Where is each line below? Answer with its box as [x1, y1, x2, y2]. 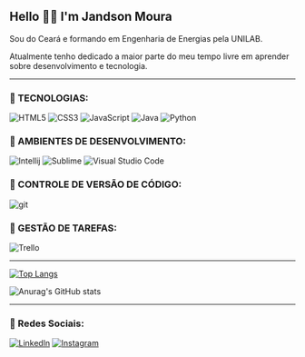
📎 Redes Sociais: [9, 317, 84, 330]
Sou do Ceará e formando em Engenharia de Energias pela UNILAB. [9, 33, 263, 44]
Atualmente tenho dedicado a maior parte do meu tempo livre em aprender [9, 51, 290, 62]
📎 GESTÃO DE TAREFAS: [9, 222, 118, 234]
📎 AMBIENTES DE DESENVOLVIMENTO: [9, 135, 186, 148]
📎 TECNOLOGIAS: [9, 92, 89, 104]
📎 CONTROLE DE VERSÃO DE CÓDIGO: [9, 178, 182, 191]
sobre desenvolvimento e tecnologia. [9, 60, 148, 71]
